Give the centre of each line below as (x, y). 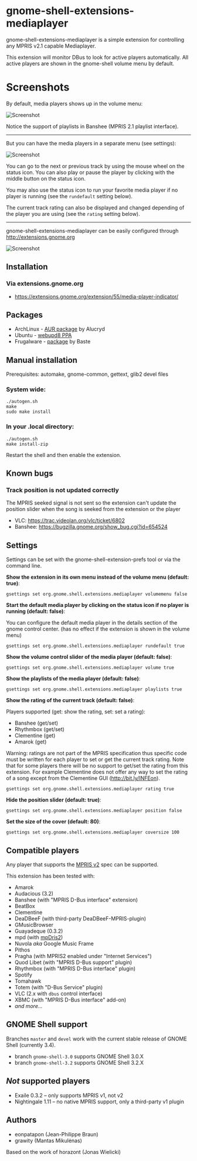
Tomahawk (28, 981)
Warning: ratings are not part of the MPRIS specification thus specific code (96, 753)
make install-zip (27, 444)
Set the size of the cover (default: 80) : (53, 822)
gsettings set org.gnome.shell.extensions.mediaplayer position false (94, 811)
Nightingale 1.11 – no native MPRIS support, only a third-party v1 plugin (99, 1102)
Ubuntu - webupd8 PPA (43, 335)
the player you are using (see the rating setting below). (73, 213)
